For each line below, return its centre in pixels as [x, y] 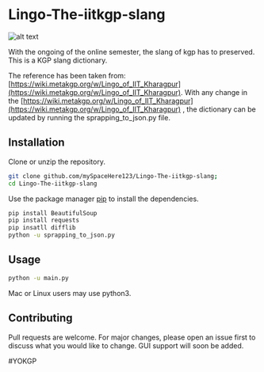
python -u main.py [38, 278]
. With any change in [214, 92]
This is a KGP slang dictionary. [58, 60]
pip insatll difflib [42, 228]
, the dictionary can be [219, 109]
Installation [36, 143]
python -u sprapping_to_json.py [61, 235]
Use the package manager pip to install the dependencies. [104, 199]
